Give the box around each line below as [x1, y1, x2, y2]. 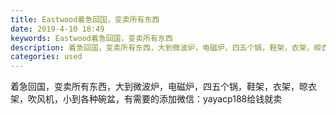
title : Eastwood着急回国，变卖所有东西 [10, 14, 160, 25]
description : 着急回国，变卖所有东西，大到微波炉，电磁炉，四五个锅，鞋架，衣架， [10, 42, 315, 53]
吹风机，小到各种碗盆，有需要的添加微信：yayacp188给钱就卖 [27, 93, 283, 105]
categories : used [10, 52, 83, 62]
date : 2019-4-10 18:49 [10, 24, 105, 34]
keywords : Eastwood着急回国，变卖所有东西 [10, 33, 173, 43]
